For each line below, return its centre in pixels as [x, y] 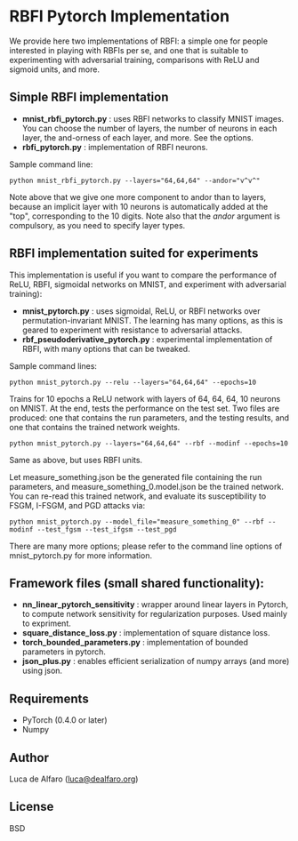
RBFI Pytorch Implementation [119, 16]
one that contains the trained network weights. [95, 427]
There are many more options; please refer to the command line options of [146, 546]
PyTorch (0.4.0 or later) [65, 720]
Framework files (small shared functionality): [137, 583]
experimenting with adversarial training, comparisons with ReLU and [134, 60]
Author [29, 757]
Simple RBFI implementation [89, 97]
